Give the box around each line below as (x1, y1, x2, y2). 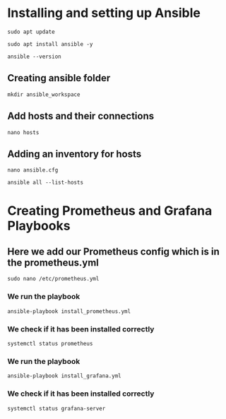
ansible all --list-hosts (7, 179, 83, 187)
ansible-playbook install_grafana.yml (7, 372, 121, 379)
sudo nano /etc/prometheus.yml (7, 276, 100, 283)
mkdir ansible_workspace (7, 90, 81, 98)
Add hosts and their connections (7, 110, 154, 122)
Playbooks (7, 218, 71, 234)
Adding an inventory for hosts (7, 148, 142, 160)
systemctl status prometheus (7, 340, 93, 347)
